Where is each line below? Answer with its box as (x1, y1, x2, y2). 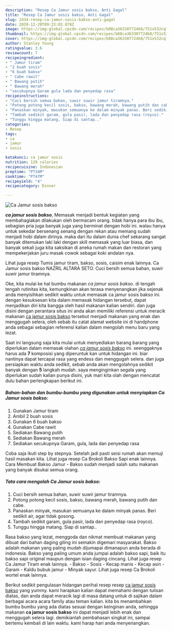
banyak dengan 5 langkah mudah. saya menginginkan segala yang (5, 367, 146, 373)
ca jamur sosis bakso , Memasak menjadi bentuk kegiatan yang (5, 212, 140, 218)
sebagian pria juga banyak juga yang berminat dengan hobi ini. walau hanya (5, 223, 166, 229)
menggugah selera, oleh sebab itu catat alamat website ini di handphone (5, 319, 159, 325)
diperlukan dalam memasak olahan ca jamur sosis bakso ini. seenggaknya (5, 345, 162, 351)
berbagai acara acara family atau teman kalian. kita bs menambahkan (5, 598, 152, 604)
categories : (5, 121, 31, 127)
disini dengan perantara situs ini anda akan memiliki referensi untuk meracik (5, 308, 165, 314)
